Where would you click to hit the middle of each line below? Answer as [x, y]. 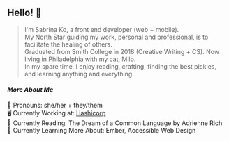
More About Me [30, 90]
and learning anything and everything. [79, 74]
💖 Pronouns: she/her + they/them [55, 106]
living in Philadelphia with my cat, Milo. [80, 59]
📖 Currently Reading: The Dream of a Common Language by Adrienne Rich [115, 123]
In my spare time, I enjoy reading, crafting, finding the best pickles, [120, 66]
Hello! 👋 [24, 13]
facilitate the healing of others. [68, 44]
